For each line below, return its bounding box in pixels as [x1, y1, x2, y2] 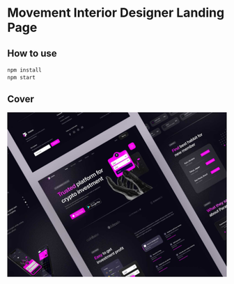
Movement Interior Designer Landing [7, 5, 225, 21]
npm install [7, 67, 42, 74]
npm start [7, 74, 36, 81]
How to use [7, 47, 57, 59]
